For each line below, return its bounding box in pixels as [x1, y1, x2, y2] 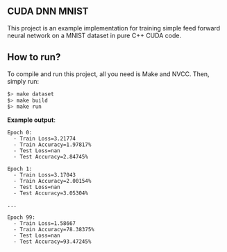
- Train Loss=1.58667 [13, 220, 76, 227]
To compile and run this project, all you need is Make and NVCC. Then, [7, 69, 210, 78]
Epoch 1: [7, 165, 33, 172]
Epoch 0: [7, 129, 33, 136]
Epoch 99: [7, 214, 36, 221]
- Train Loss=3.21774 [13, 135, 76, 143]
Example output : [7, 116, 56, 124]
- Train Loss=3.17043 [13, 172, 76, 179]
